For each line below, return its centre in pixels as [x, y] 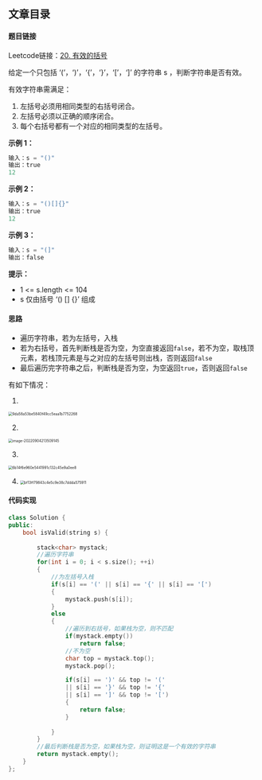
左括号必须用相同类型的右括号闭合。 [79, 106]
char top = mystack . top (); [110, 658]
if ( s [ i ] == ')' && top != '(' [115, 680]
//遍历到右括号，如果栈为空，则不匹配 [119, 629]
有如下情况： [29, 384]
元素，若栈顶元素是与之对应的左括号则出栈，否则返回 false [116, 357]
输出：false [26, 257]
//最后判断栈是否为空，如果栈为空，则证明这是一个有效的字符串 [127, 747]
